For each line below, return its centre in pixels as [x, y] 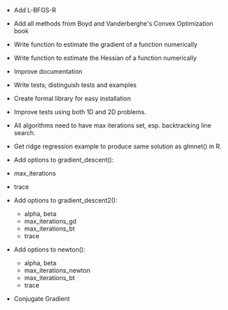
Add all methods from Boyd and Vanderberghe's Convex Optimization [113, 23]
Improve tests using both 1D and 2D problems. [80, 112]
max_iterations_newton [57, 270]
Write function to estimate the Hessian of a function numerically [105, 58]
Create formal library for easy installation [72, 98]
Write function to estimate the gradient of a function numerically [106, 44]
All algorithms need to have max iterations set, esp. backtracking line [113, 125]
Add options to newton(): [49, 249]
